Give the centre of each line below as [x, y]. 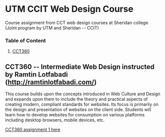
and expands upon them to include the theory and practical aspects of [76, 99]
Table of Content [26, 40]
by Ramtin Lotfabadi [36, 74]
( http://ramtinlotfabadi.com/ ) [51, 82]
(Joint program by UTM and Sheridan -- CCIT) [52, 27]
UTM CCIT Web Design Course [69, 9]
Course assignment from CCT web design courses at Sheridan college [77, 23]
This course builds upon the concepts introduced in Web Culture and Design [83, 94]
